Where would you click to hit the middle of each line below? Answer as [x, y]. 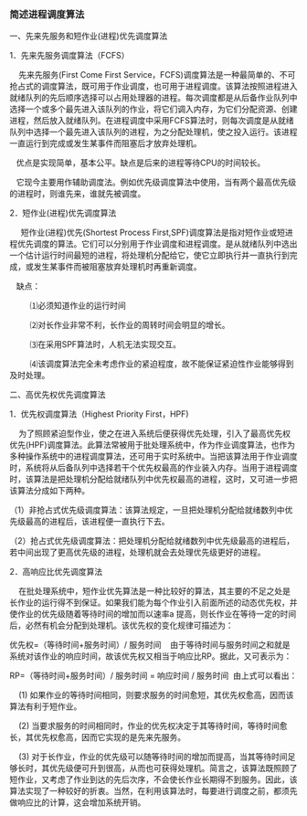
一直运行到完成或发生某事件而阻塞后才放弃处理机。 [106, 143]
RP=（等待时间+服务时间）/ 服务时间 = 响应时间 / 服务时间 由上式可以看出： [153, 676]
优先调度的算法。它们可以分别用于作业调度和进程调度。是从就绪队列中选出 [157, 244]
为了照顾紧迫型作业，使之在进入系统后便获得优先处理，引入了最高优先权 [154, 434]
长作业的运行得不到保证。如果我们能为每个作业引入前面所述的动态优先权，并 [153, 603]
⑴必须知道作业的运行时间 [78, 306]
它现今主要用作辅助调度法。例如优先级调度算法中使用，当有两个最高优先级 [156, 182]
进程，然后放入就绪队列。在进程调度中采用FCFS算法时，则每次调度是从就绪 [152, 121]
